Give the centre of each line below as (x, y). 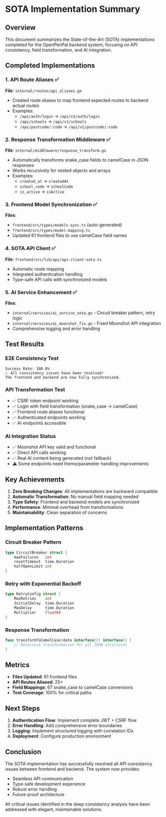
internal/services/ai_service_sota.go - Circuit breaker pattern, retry (83, 313)
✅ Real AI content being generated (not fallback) (62, 458)
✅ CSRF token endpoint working (45, 401)
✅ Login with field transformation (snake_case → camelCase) (75, 406)
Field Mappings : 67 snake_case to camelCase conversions (73, 687)
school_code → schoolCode (46, 186)
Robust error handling (34, 789)
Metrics (17, 665)
